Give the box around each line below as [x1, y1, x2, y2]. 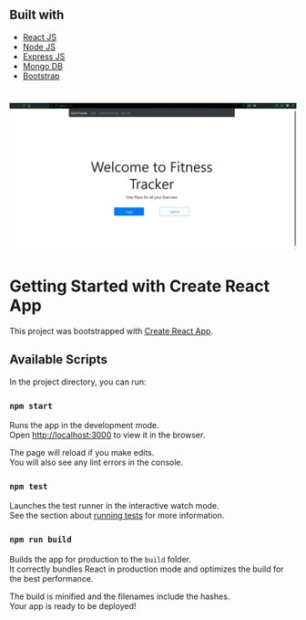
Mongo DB [22, 60, 64, 71]
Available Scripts [9, 352, 107, 368]
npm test [9, 481, 48, 491]
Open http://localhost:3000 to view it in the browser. [9, 429, 206, 440]
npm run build [9, 534, 72, 545]
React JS [22, 31, 57, 42]
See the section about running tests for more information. [9, 510, 225, 521]
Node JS [22, 41, 56, 52]
